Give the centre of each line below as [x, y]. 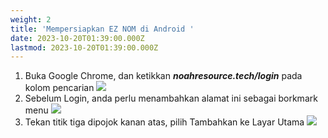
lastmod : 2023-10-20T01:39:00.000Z [84, 47]
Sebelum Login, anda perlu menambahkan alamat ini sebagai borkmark [171, 98]
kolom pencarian [59, 88]
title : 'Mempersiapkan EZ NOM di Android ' [102, 29]
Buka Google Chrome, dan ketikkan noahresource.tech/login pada [163, 76]
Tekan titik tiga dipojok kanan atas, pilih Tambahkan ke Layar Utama [164, 122]
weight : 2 [31, 19]
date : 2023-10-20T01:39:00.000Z [77, 38]
